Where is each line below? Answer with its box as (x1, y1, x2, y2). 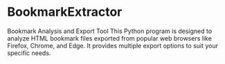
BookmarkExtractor (7, 4, 123, 20)
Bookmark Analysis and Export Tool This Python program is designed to (7, 27, 213, 35)
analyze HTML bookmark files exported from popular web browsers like (7, 34, 213, 42)
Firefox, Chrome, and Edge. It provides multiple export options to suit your (7, 41, 218, 50)
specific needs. (7, 49, 51, 57)
